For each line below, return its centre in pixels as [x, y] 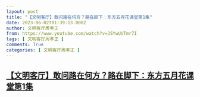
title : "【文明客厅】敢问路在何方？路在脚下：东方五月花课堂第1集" [79, 17]
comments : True [25, 45]
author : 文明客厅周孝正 [32, 28]
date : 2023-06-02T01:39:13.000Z [46, 22]
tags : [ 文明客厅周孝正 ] [35, 39]
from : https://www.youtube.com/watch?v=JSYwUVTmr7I [71, 34]
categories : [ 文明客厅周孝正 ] [43, 50]
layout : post [22, 12]
